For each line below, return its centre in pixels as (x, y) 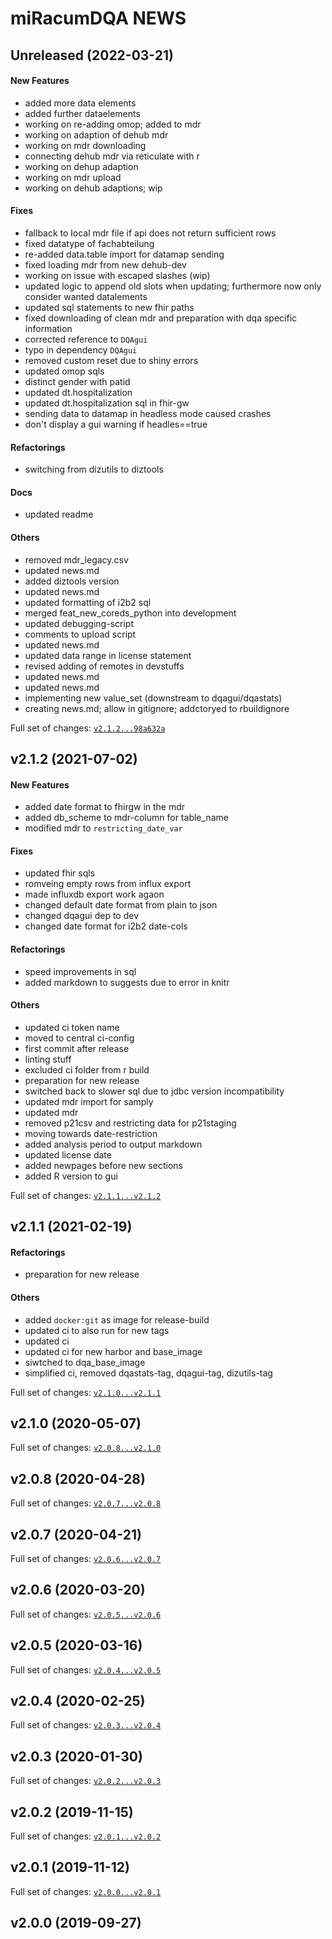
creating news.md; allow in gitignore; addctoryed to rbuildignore (157, 708)
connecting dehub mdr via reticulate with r (112, 156)
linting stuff (48, 1059)
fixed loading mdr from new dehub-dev (105, 264)
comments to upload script (80, 634)
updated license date (68, 1154)
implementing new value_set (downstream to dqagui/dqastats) (153, 698)
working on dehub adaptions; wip (93, 188)
